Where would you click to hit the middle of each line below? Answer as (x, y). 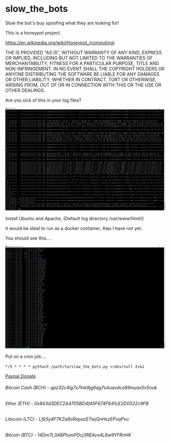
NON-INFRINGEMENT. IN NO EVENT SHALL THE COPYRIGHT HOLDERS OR (85, 69)
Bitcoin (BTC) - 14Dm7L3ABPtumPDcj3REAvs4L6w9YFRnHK (68, 435)
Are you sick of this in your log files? (43, 100)
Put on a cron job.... (26, 356)
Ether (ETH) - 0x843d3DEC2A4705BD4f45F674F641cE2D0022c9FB (77, 403)
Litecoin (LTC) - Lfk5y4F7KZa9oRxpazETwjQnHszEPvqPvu (67, 419)
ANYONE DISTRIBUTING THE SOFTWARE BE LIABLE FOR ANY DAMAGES (82, 74)
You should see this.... (28, 238)
